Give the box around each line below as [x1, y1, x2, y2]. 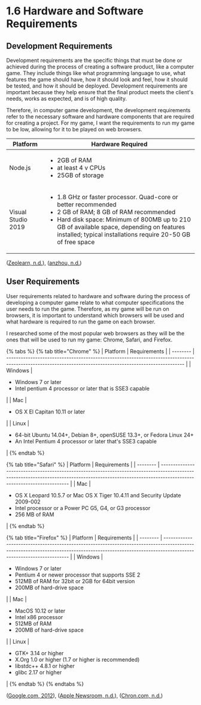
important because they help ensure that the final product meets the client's [6, 89, 194, 95]
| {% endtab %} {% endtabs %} [6, 680, 84, 688]
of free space [56, 238, 95, 246]
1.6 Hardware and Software [6, 4, 144, 18]
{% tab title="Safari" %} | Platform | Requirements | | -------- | [6, 461, 160, 468]
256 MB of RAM [14, 511, 54, 518]
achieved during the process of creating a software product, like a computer [6, 63, 194, 70]
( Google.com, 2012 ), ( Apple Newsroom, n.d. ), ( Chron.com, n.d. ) [6, 692, 163, 699]
